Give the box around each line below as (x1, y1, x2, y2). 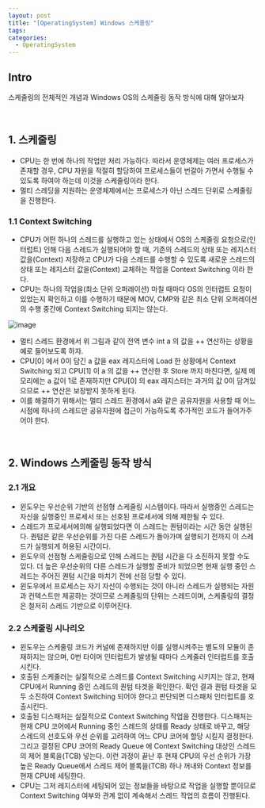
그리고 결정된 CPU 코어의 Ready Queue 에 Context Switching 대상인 (19, 741, 235, 751)
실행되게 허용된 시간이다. (34, 541, 112, 551)
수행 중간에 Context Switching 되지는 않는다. (28, 304, 168, 314)
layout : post (8, 11, 51, 20)
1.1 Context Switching (8, 216, 93, 227)
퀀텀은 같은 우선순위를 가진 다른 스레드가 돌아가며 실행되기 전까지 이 (30, 531, 240, 541)
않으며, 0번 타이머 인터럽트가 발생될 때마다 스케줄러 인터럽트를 (47, 652, 240, 662)
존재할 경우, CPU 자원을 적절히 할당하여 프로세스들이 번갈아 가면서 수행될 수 (19, 166, 255, 175)
